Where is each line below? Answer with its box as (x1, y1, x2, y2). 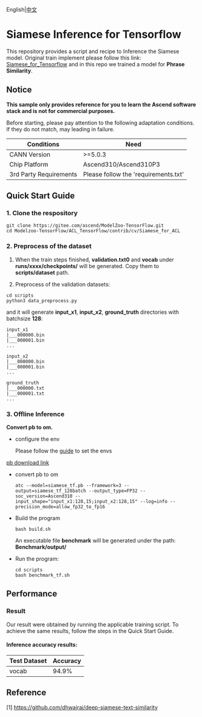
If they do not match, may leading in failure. (6, 125, 115, 133)
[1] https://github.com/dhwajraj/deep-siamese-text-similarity (6, 704, 158, 711)
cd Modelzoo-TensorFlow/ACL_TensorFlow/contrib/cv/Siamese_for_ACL (6, 228, 181, 234)
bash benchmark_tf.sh (15, 572, 70, 578)
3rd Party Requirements (9, 170, 78, 178)
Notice (6, 85, 32, 95)
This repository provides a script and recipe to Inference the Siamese (6, 47, 180, 55)
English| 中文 (6, 6, 38, 13)
